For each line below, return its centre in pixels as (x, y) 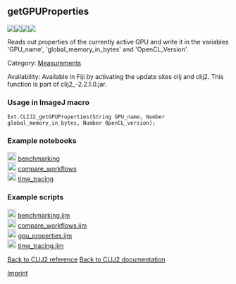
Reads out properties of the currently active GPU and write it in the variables (118, 42)
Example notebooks (42, 141)
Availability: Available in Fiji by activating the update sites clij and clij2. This (116, 76)
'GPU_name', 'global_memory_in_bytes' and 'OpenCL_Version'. (98, 49)
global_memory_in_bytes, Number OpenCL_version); (82, 123)
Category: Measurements (44, 63)
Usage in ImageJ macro (48, 102)
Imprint (18, 273)
